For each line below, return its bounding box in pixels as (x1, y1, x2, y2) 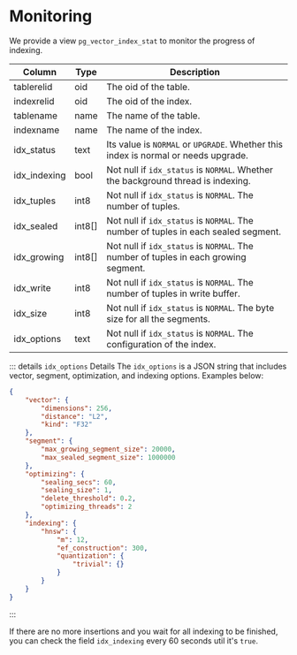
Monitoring (9, 6, 93, 27)
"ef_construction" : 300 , (56, 544, 148, 552)
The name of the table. (106, 109, 201, 121)
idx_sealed (13, 219, 58, 232)
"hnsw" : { (41, 527, 77, 536)
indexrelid (13, 95, 55, 107)
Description (169, 65, 221, 78)
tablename (13, 109, 58, 121)
